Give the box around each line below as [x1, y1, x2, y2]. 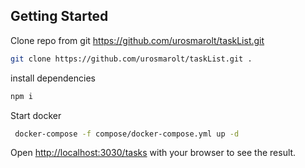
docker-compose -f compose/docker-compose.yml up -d [14, 129, 240, 139]
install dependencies [10, 72, 96, 84]
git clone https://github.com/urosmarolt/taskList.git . [10, 54, 253, 64]
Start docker [10, 109, 62, 121]
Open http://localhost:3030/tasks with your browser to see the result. [10, 147, 297, 159]
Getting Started [10, 8, 109, 25]
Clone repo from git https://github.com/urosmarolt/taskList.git [10, 34, 265, 46]
